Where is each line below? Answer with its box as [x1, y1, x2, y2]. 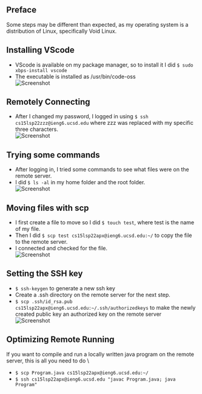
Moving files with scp [6, 202, 89, 213]
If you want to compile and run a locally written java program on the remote [6, 350, 194, 358]
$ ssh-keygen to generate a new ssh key [15, 284, 115, 292]
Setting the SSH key [6, 269, 83, 279]
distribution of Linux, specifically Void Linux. [6, 27, 117, 35]
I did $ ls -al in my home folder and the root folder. [15, 179, 146, 186]
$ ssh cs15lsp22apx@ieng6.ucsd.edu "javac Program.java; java [15, 376, 176, 382]
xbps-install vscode [15, 67, 67, 73]
